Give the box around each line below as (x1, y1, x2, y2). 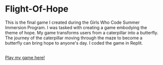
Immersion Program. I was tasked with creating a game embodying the (5, 24, 147, 30)
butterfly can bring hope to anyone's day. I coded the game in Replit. (5, 40, 143, 46)
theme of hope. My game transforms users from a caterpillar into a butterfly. (5, 30, 159, 35)
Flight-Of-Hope (5, 3, 69, 15)
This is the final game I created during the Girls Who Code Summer (5, 19, 140, 25)
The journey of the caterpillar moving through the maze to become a (5, 35, 143, 41)
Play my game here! (5, 54, 45, 60)
